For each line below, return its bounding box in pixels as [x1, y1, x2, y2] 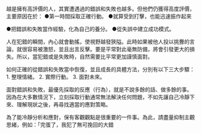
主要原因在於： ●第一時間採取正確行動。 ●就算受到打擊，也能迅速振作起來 [6, 13, 192, 20]
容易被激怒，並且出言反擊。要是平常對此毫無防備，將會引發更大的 [26, 45, 190, 53]
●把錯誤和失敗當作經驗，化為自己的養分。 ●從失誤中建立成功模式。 [6, 26, 175, 32]
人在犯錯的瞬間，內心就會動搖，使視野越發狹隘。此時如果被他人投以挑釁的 [6, 38, 190, 45]
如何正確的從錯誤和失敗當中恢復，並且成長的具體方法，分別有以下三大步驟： [6, 66, 195, 73]
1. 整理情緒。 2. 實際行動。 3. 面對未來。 [6, 74, 106, 80]
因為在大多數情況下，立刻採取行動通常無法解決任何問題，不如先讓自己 [6, 93, 179, 100]
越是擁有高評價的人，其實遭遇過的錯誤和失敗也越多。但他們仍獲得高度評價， [6, 5, 195, 12]
